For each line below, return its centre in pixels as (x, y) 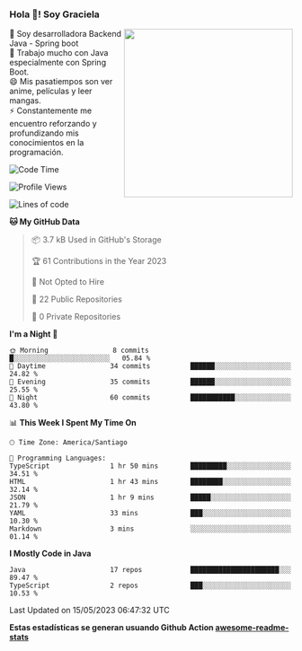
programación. (36, 153)
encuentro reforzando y (53, 124)
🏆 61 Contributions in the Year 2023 (99, 261)
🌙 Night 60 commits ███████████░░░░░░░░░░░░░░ (151, 398)
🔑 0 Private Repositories (76, 317)
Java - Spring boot (44, 43)
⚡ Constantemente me (51, 110)
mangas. (26, 101)
